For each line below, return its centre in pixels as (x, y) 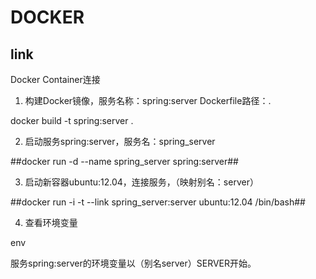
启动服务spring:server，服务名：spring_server (120, 141)
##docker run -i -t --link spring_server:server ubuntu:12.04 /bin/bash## (158, 202)
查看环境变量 (51, 222)
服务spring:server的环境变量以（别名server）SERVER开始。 (133, 263)
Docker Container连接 (55, 79)
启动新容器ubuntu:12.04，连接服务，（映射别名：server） (141, 182)
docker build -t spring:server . (72, 120)
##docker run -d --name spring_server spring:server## (124, 161)
